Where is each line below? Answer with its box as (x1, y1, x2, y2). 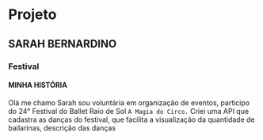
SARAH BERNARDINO (8, 37, 117, 51)
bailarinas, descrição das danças (8, 123, 116, 132)
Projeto (8, 6, 57, 24)
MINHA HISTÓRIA (8, 81, 67, 90)
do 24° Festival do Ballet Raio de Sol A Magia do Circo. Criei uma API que (8, 106, 250, 115)
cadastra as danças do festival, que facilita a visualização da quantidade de (8, 115, 255, 124)
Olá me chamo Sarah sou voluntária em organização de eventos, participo (8, 97, 250, 108)
